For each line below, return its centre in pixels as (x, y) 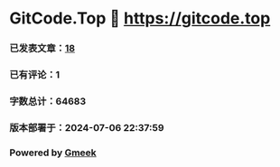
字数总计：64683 (48, 101)
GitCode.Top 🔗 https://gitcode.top (140, 19)
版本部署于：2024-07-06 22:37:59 (87, 127)
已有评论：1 (35, 75)
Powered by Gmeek (53, 153)
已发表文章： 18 (42, 49)
